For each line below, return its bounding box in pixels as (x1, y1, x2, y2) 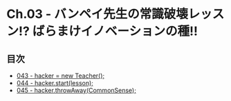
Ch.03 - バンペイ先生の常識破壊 (6, 6, 188, 22)
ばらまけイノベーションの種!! (32, 23, 198, 39)
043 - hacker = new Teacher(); (16, 71, 105, 80)
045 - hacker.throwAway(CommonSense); (16, 87, 136, 94)
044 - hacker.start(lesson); (16, 79, 94, 87)
